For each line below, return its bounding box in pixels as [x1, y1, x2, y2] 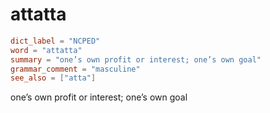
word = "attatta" [10, 45, 83, 55]
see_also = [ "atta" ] [10, 73, 97, 83]
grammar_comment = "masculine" [10, 64, 141, 74]
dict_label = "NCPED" [10, 36, 101, 46]
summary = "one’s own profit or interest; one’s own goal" [10, 54, 262, 65]
